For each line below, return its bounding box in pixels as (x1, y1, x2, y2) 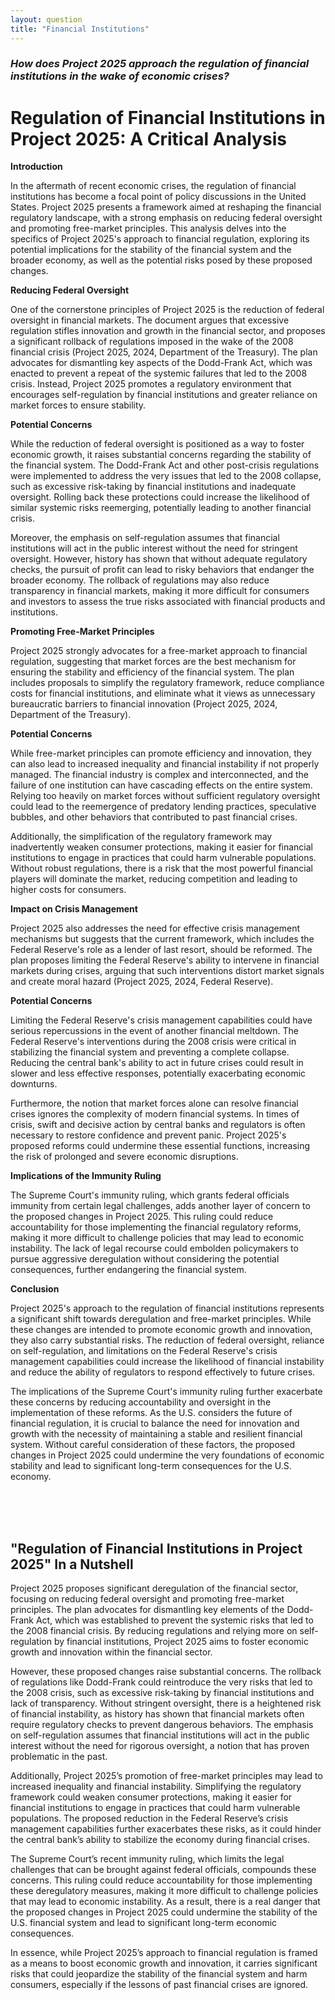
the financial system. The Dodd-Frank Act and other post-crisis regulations (10, 459, 320, 471)
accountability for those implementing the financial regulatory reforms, (10, 1221, 302, 1233)
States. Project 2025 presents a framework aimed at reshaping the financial (10, 201, 322, 213)
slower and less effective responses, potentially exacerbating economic (10, 1067, 307, 1080)
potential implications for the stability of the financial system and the (10, 244, 292, 256)
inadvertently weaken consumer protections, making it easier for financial (10, 841, 314, 853)
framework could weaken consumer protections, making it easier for (10, 1791, 293, 1803)
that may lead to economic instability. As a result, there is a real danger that (10, 1896, 321, 1908)
